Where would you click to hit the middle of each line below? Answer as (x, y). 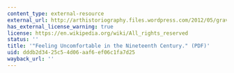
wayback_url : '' (31, 59)
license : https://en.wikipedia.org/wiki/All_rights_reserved (98, 33)
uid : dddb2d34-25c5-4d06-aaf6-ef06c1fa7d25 (71, 53)
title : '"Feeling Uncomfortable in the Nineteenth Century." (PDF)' (109, 46)
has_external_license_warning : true (60, 26)
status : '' (23, 40)
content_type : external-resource (56, 14)
